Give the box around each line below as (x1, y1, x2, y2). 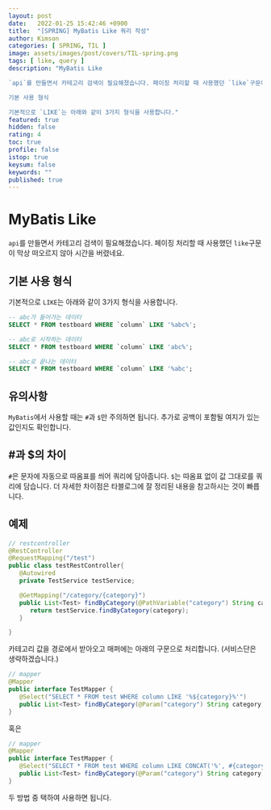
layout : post (8, 11, 52, 20)
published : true (8, 175, 63, 184)
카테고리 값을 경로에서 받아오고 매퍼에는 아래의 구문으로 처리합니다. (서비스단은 (8, 644, 256, 654)
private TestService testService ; (19, 577, 135, 585)
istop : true (8, 153, 48, 162)
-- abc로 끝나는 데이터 (8, 357, 77, 366)
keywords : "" (8, 168, 52, 176)
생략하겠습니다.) (8, 654, 59, 664)
